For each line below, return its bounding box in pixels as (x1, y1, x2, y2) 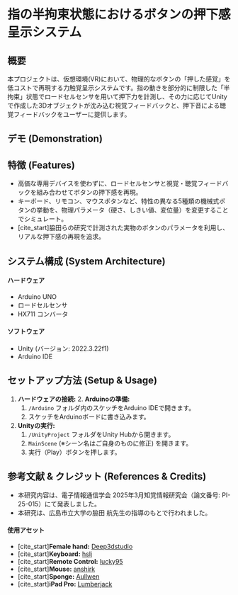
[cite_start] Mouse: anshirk (17, 565, 96, 573)
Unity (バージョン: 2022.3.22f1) (17, 344, 109, 353)
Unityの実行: (17, 421, 55, 429)
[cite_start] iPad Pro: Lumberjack (17, 579, 113, 588)
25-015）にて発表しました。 (17, 499, 101, 508)
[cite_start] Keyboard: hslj (17, 550, 93, 558)
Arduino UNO (17, 292, 57, 301)
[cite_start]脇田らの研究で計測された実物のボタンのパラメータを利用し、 (17, 224, 229, 232)
